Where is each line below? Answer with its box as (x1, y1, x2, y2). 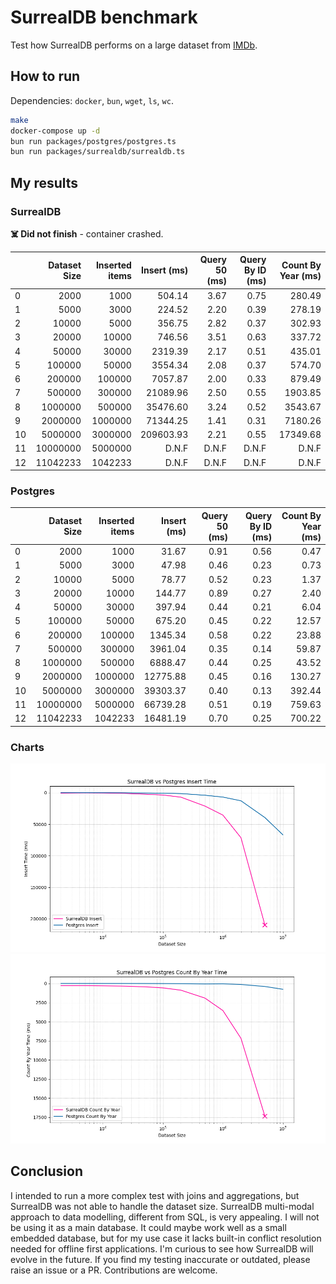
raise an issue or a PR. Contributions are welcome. (10, 1264, 218, 1276)
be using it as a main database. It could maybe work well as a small (10, 1221, 287, 1233)
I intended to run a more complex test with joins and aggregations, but (10, 1189, 300, 1201)
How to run (10, 68, 81, 85)
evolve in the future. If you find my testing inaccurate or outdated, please (10, 1253, 311, 1265)
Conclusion (10, 1163, 84, 1180)
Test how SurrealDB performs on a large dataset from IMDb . (10, 39, 258, 51)
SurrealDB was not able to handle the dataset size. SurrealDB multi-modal (10, 1200, 315, 1212)
